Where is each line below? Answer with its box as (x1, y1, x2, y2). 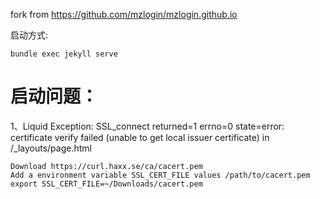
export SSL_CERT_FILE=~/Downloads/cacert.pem (10, 179, 203, 189)
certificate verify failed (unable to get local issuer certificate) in (10, 131, 270, 143)
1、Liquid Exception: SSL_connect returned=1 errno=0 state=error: (10, 120, 285, 132)
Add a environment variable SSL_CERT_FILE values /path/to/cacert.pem (10, 170, 311, 180)
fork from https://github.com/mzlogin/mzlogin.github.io (10, 9, 238, 20)
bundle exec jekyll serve (10, 49, 118, 59)
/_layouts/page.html (10, 142, 92, 154)
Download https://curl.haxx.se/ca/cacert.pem (10, 161, 203, 171)
